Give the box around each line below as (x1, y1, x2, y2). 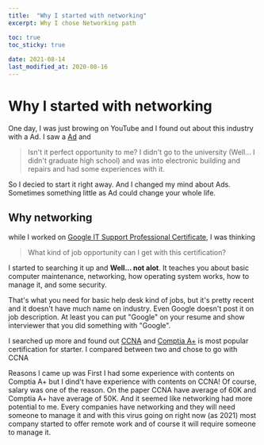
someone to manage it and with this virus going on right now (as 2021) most (8, 410, 256, 420)
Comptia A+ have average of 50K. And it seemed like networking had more (8, 393, 253, 403)
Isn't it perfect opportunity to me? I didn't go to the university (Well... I (27, 147, 255, 157)
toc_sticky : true (8, 41, 66, 48)
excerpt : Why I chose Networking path (8, 19, 136, 27)
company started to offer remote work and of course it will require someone (8, 419, 256, 428)
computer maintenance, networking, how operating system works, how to (8, 271, 250, 281)
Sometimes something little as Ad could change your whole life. (8, 188, 216, 197)
